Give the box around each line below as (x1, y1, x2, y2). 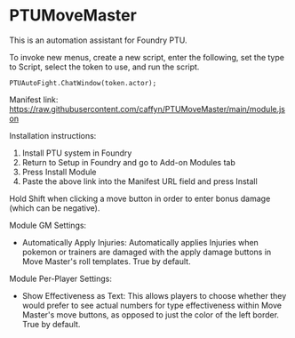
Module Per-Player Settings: (9, 273, 113, 284)
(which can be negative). (9, 202, 100, 213)
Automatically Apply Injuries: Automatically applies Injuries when (21, 237, 259, 247)
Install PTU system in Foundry (21, 148, 132, 158)
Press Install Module (21, 166, 97, 177)
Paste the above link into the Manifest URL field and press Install (21, 175, 258, 187)
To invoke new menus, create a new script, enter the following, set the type (9, 52, 284, 62)
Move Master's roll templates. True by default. (21, 255, 191, 267)
